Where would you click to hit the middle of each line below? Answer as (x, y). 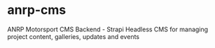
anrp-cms (37, 10)
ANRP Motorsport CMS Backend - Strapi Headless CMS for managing (108, 29)
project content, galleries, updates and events (74, 36)
